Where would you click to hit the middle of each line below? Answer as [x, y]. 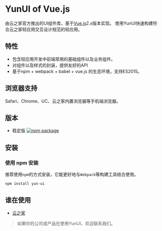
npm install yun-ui [25, 184]
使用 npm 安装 [22, 163]
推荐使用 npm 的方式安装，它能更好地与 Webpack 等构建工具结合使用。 [72, 175]
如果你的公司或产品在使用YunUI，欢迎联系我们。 [66, 223]
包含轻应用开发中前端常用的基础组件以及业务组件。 [64, 59]
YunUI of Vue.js [37, 9]
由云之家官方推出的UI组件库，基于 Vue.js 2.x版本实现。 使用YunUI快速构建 [79, 23]
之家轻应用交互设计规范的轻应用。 [48, 29]
